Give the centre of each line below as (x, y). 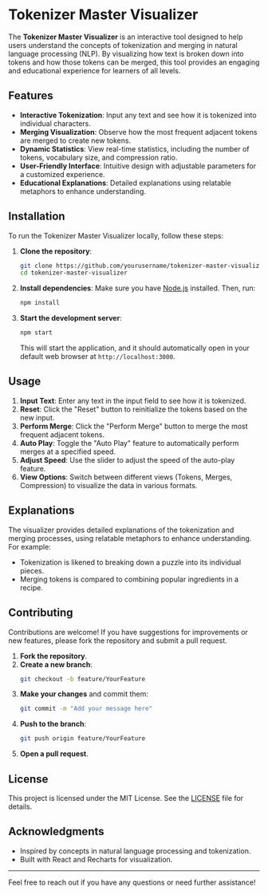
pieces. (32, 570)
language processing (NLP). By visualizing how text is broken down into (126, 53)
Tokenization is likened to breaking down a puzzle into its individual (130, 562)
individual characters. (55, 123)
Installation (37, 217)
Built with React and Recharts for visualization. (96, 859)
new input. (37, 417)
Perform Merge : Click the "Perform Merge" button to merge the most (134, 426)
